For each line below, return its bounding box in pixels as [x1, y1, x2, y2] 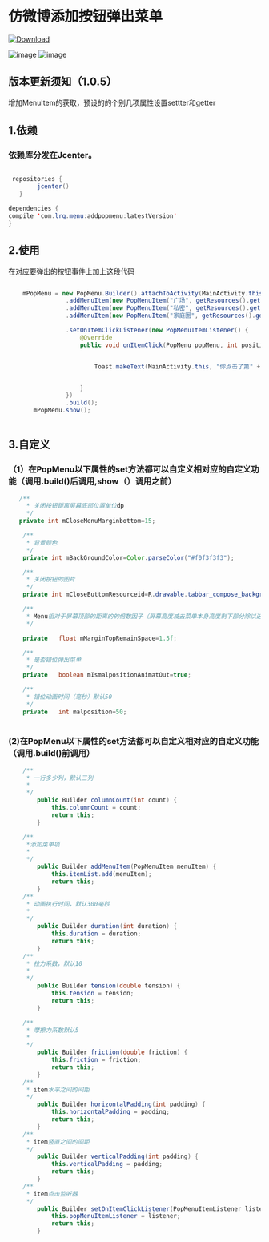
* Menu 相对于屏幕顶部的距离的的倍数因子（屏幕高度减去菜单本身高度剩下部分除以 [26, 612, 257, 621]
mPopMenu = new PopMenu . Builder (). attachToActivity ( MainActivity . [22, 289, 249, 297]
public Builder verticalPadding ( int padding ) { [37, 1152, 199, 1161]
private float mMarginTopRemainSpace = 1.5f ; [22, 634, 178, 642]
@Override [79, 333, 113, 341]
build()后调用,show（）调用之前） [43, 476, 177, 487]
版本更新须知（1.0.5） [8, 75, 118, 89]
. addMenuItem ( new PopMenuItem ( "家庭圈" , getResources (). [65, 312, 256, 320]
